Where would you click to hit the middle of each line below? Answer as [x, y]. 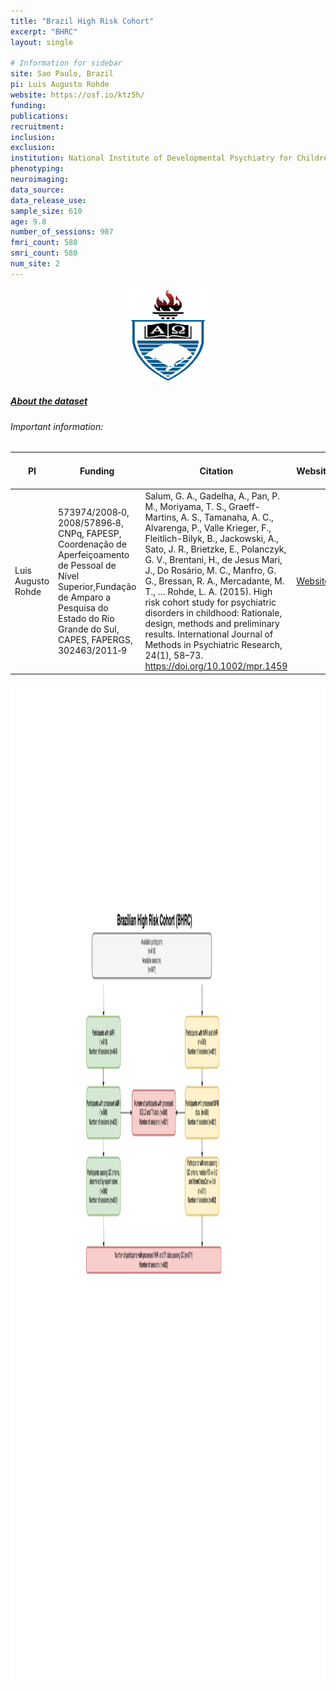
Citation [216, 471]
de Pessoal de [87, 565]
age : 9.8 [28, 221]
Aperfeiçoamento [94, 554]
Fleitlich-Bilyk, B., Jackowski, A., [211, 539]
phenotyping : [37, 169]
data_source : [37, 190]
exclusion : [33, 148]
